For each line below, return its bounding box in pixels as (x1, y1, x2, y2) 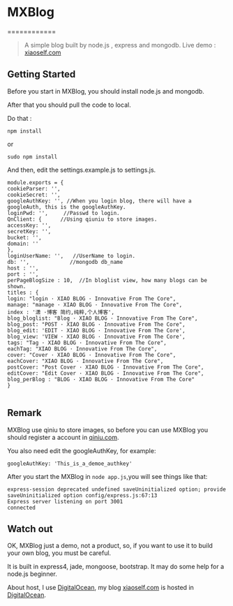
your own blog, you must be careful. (7, 549, 112, 557)
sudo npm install (7, 153, 58, 161)
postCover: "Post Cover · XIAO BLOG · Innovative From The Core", (7, 364, 204, 371)
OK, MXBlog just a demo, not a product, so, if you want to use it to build (7, 542, 213, 550)
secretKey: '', (7, 228, 52, 235)
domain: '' (7, 240, 39, 247)
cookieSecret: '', (7, 191, 61, 198)
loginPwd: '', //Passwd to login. (7, 209, 120, 216)
